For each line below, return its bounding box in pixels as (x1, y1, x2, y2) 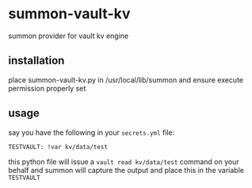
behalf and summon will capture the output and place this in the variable (8, 165, 244, 175)
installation (8, 54, 65, 67)
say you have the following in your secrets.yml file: (8, 128, 175, 137)
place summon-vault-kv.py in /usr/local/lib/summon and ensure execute (8, 75, 244, 84)
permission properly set (8, 83, 86, 93)
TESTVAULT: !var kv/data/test (8, 143, 109, 151)
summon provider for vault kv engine (8, 31, 129, 40)
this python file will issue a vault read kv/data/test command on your (8, 156, 239, 167)
